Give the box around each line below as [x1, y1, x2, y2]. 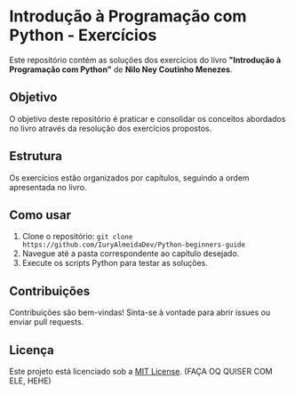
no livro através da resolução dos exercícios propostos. [9, 123, 212, 133]
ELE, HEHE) [9, 375, 52, 386]
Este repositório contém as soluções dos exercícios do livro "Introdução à [9, 54, 282, 65]
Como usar [9, 207, 72, 222]
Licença [9, 343, 55, 358]
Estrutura [9, 149, 63, 164]
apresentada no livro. [9, 181, 87, 192]
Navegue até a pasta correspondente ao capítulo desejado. [21, 248, 240, 259]
